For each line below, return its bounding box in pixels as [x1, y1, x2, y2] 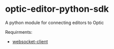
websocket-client [12, 38, 48, 45]
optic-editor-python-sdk [5, 3, 109, 15]
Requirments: [5, 29, 33, 35]
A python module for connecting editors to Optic [5, 20, 104, 25]
